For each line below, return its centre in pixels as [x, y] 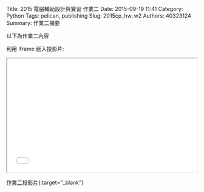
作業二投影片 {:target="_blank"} [45, 182]
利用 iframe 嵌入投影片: [36, 49]
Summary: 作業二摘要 [33, 23]
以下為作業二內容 [28, 36]
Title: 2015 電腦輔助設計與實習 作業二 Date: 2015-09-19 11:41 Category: [95, 9]
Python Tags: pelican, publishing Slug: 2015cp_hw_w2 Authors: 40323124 [99, 16]
